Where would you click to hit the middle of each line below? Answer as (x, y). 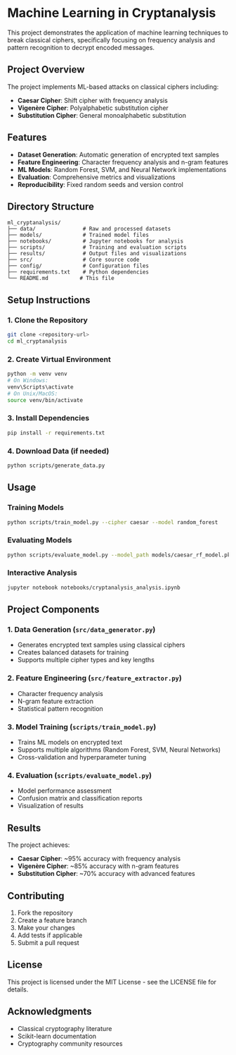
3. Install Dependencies (48, 418)
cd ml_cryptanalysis (38, 341)
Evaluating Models (40, 540)
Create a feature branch (52, 920)
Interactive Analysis (42, 573)
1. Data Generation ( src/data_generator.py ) (81, 630)
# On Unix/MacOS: (33, 394)
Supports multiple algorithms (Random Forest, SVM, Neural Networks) (119, 750)
